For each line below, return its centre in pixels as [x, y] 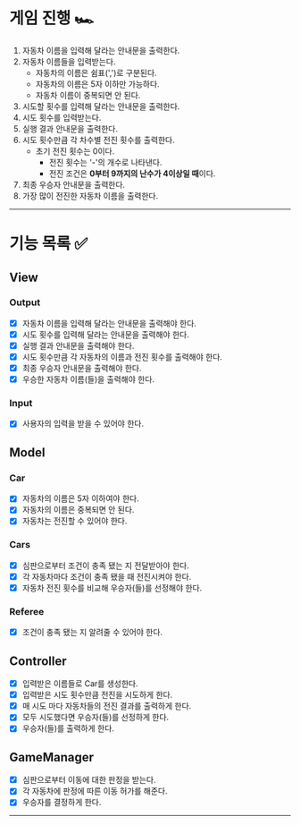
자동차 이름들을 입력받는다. [69, 61]
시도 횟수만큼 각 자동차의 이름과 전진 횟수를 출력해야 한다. [122, 357]
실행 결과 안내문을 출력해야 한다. [78, 345]
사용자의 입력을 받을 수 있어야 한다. [83, 424]
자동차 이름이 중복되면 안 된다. [88, 95]
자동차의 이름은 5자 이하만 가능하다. [97, 84]
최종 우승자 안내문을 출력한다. [74, 184]
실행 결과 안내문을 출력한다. [70, 128]
